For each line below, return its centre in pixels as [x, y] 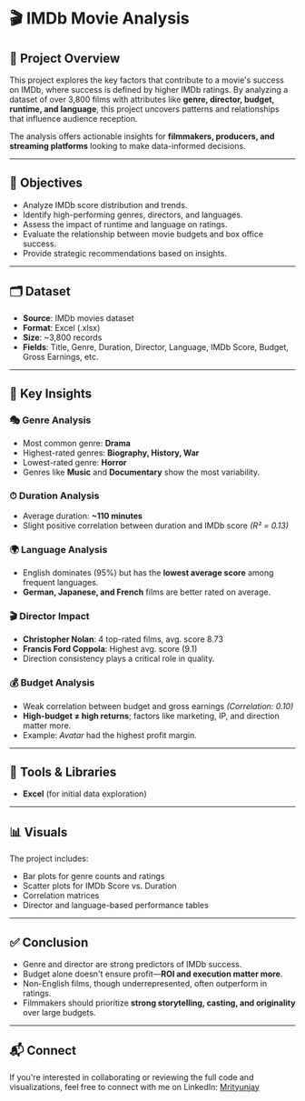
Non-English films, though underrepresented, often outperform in [145, 983]
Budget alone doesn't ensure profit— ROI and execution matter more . [152, 974]
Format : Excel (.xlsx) [61, 327]
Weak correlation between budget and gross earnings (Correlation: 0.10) [158, 706]
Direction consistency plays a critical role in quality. [118, 659]
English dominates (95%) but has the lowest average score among [148, 572]
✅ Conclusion [49, 942]
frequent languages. [60, 582]
